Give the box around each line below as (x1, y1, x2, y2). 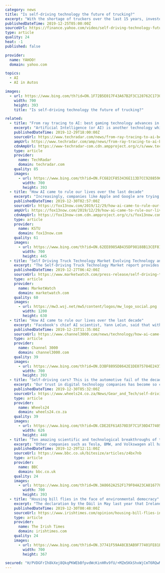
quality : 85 (14, 167, 38, 172)
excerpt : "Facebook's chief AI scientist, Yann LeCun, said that (14, 322, 151, 327)
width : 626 (23, 428, 45, 433)
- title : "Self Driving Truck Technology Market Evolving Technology (9, 258, 155, 263)
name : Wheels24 (18, 405, 50, 410)
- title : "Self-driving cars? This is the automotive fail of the (9, 378, 148, 383)
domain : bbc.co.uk (18, 469, 56, 474)
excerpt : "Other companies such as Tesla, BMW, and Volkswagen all (14, 442, 155, 447)
